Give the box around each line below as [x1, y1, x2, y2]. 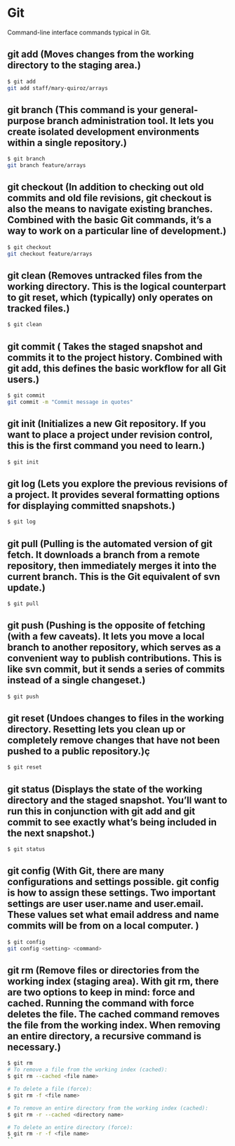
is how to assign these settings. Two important [7, 887, 216, 899]
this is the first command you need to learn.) [7, 440, 206, 452]
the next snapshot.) [7, 827, 95, 839]
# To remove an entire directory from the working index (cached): [7, 1105, 209, 1112]
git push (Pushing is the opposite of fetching [7, 619, 206, 632]
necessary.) [7, 1041, 61, 1053]
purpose [7, 114, 46, 127]
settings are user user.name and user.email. [7, 898, 203, 910]
